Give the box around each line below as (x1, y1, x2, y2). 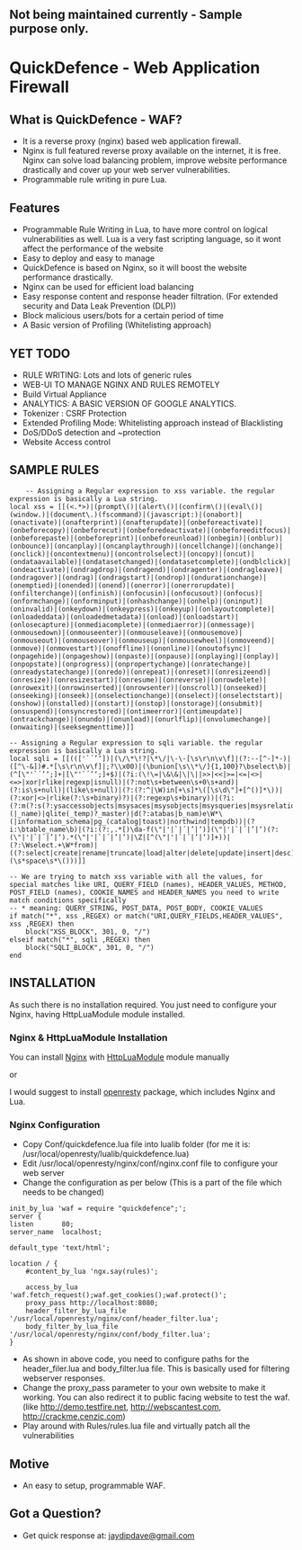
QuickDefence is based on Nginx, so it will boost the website (22, 263, 247, 273)
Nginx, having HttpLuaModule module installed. (9, 1008, 186, 1019)
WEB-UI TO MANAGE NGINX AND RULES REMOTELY (22, 380, 220, 390)
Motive (9, 1456, 49, 1472)
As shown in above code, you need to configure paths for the (22, 1354, 250, 1365)
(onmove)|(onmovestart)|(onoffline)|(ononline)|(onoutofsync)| (9, 643, 252, 653)
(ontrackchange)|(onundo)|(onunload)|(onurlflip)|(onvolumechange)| (9, 714, 271, 723)
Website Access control (22, 436, 111, 448)
